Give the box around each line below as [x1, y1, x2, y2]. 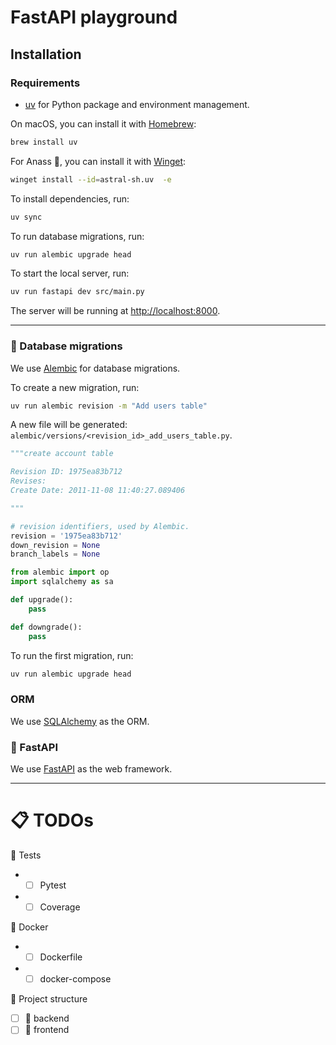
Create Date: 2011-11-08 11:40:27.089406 [10, 486, 186, 496]
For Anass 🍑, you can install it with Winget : [10, 155, 187, 167]
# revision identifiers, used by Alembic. [10, 521, 190, 531]
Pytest [39, 879, 67, 891]
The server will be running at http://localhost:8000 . [10, 305, 221, 317]
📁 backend [24, 1012, 70, 1025]
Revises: [10, 476, 47, 486]
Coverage [39, 901, 81, 913]
